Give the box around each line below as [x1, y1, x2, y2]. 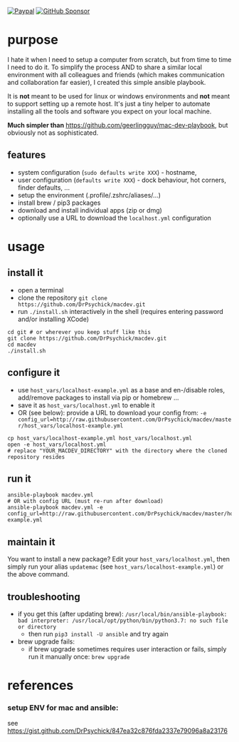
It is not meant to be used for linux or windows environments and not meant [7, 91, 230, 100]
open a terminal [17, 285, 64, 294]
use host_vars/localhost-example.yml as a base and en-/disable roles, [17, 385, 225, 394]
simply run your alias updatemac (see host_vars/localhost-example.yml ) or [7, 562, 224, 571]
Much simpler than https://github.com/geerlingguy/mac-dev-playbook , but [7, 121, 228, 129]
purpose [7, 32, 58, 48]
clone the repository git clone [17, 293, 108, 302]
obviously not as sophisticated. [7, 128, 99, 137]
